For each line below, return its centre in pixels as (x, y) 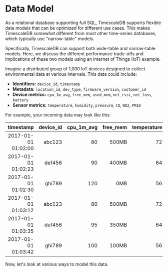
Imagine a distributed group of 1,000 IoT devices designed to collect (75, 69)
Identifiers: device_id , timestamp (46, 84)
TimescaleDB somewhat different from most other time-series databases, (81, 33)
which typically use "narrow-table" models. (50, 39)
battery (20, 100)
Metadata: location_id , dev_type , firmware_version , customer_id (79, 89)
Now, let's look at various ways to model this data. (57, 264)
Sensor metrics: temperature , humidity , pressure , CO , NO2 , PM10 (76, 105)
